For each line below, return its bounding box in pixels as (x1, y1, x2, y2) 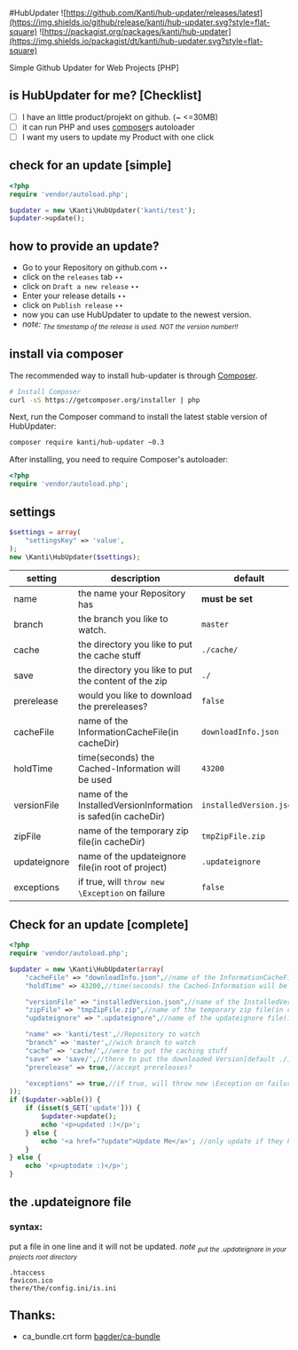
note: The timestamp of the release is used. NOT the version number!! (21, 319, 239, 331)
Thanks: (9, 1307, 56, 1322)
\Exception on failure (78, 887, 166, 899)
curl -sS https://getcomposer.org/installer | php (9, 395, 200, 405)
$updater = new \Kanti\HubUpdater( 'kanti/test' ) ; (9, 206, 197, 215)
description (110, 572, 161, 585)
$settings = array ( (9, 527, 82, 536)
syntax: (9, 1220, 43, 1233)
